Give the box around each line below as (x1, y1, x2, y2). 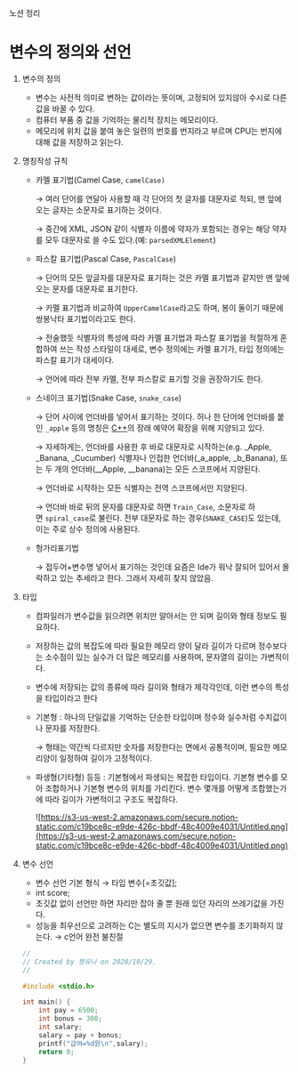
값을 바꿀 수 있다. (35, 103, 95, 114)
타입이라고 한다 (44, 692, 98, 703)
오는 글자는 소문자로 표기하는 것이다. (35, 204, 162, 215)
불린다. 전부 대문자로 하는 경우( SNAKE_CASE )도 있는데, (97, 512, 282, 523)
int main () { (21, 997, 71, 1007)
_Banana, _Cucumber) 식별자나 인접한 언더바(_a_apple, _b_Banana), (35, 452, 278, 463)
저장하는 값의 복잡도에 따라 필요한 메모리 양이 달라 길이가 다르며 (35, 640, 256, 651)
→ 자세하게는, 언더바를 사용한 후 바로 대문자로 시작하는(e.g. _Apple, (35, 441, 272, 452)
